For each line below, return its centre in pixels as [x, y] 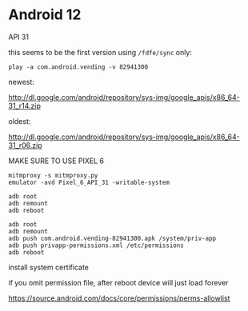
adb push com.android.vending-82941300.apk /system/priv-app [112, 238]
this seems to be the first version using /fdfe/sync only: [100, 52]
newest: [21, 82]
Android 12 [45, 15]
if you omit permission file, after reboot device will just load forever [118, 282]
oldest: [20, 121]
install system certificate [49, 267]
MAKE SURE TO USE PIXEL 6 [56, 161]
